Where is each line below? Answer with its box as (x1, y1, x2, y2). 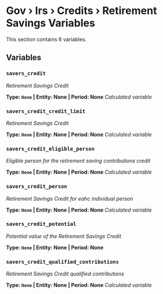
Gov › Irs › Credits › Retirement (6, 4, 157, 17)
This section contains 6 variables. (6, 36, 87, 43)
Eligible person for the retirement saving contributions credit (6, 157, 151, 164)
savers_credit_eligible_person (6, 145, 95, 152)
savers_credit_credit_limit (6, 108, 86, 114)
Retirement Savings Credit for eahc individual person (6, 195, 133, 202)
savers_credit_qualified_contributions (6, 258, 119, 265)
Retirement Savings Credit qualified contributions (6, 270, 125, 278)
